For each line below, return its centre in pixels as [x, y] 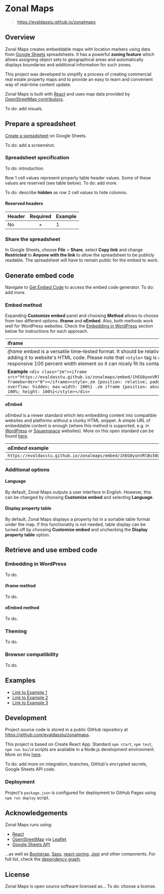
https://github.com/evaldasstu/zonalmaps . [48, 735]
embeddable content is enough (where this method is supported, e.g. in [77, 425]
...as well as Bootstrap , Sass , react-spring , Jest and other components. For [80, 854]
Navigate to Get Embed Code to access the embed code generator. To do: [80, 287]
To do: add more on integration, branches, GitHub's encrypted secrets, [76, 764]
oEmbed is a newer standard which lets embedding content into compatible [81, 415]
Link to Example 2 [30, 697]
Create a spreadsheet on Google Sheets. [46, 136]
